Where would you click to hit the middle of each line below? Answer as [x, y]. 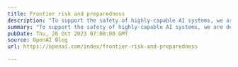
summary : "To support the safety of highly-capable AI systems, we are [115, 27]
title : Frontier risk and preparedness [66, 14]
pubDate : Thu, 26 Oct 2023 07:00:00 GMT [68, 33]
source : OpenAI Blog [38, 40]
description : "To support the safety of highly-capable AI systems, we [115, 20]
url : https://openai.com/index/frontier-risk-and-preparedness [103, 47]
